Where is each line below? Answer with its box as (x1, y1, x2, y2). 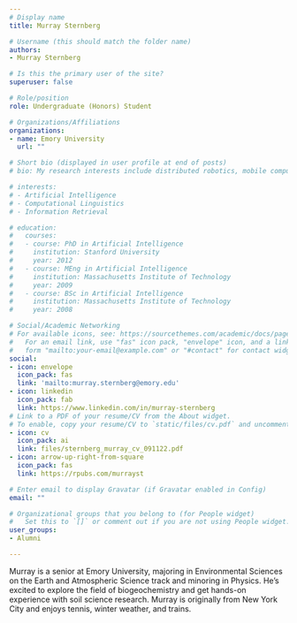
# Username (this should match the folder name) (9, 37, 192, 46)
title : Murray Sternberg (9, 21, 101, 30)
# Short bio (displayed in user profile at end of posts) (9, 158, 227, 168)
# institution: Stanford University (9, 248, 161, 257)
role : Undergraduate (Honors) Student (9, 102, 152, 110)
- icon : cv (9, 428, 49, 437)
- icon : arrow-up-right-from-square (9, 452, 144, 462)
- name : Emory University (9, 134, 104, 143)
